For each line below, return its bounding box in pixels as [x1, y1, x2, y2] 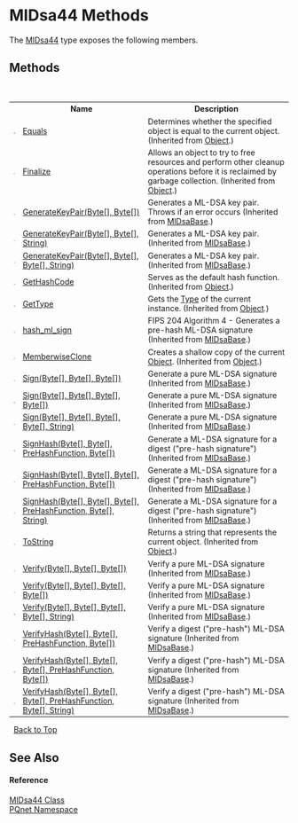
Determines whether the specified [147, 116, 272, 127]
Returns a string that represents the [147, 527, 278, 537]
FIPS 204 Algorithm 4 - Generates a [147, 316, 280, 326]
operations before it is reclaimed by [147, 166, 278, 176]
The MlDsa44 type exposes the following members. [9, 35, 199, 45]
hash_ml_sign [22, 325, 73, 335]
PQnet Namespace [9, 803, 78, 814]
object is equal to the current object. [147, 125, 280, 136]
